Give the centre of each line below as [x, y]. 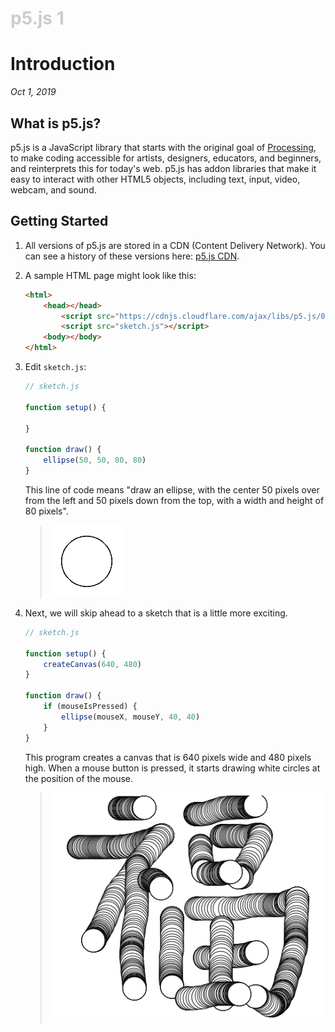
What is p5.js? [56, 123]
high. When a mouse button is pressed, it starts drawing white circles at [172, 768]
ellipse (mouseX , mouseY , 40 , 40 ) [131, 717]
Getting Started [59, 221]
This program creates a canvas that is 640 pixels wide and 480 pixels [168, 757]
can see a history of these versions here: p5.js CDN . [132, 256]
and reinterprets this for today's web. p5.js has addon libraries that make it [163, 168]
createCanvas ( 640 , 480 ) [92, 664]
